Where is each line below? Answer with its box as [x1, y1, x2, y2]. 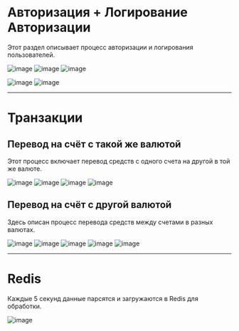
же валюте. [7, 164, 43, 173]
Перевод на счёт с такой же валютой [7, 138, 181, 150]
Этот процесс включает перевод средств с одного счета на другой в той [7, 157, 230, 165]
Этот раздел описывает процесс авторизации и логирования [7, 43, 193, 51]
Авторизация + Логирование [7, 4, 188, 21]
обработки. [7, 302, 42, 310]
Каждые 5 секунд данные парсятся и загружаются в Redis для [7, 294, 198, 303]
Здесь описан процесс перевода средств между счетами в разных [7, 218, 213, 226]
